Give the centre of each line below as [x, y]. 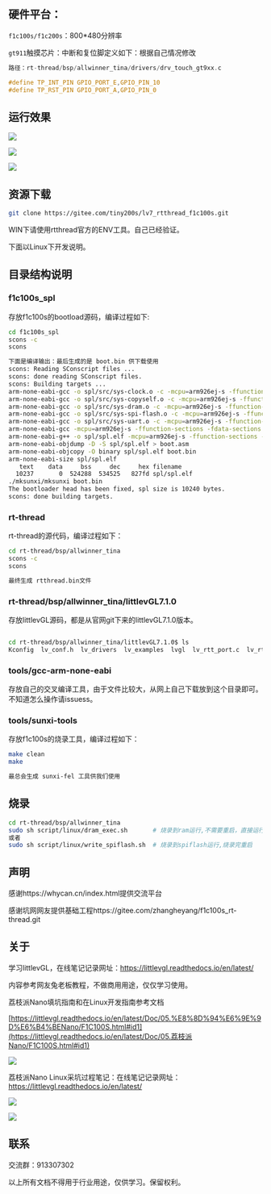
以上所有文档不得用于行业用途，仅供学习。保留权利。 [97, 1182]
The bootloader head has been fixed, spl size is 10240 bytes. [117, 489]
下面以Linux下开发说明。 [49, 246]
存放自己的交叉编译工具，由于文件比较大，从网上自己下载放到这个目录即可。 [135, 689]
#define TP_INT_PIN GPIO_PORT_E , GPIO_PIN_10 [84, 82]
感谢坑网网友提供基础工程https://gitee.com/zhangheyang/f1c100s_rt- [123, 911]
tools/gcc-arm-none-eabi [60, 670]
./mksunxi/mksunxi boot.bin [56, 482]
